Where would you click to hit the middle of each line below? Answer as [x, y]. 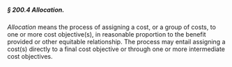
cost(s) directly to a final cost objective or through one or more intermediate [116, 49]
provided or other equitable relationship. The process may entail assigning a [116, 41]
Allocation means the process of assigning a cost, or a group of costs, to [111, 27]
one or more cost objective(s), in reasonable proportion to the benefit [107, 34]
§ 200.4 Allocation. [36, 10]
